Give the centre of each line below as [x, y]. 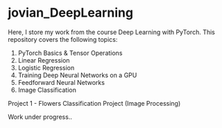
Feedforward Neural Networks [61, 82]
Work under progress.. [40, 117]
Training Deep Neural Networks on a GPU [77, 75]
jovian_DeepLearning [71, 13]
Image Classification [47, 90]
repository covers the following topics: [63, 39]
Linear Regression [44, 60]
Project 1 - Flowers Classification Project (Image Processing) [94, 103]
